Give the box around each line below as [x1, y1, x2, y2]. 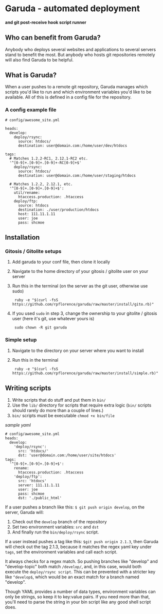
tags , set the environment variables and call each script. [5, 549, 118, 554]
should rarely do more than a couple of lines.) [12, 407, 104, 413]
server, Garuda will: [5, 509, 44, 515]
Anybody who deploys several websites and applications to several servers [5, 46, 156, 52]
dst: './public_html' [18, 495, 62, 500]
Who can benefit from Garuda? [5, 34, 101, 42]
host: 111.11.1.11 [18, 211, 55, 216]
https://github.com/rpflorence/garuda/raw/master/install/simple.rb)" [12, 370, 159, 376]
